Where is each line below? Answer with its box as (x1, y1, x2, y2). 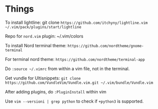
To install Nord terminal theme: (5, 42, 67, 48)
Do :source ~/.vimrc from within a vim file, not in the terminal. (5, 66, 130, 72)
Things (5, 3, 34, 15)
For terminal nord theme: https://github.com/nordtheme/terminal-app (5, 56, 145, 62)
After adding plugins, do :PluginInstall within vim (5, 89, 107, 94)
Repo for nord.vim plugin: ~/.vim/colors (5, 33, 84, 39)
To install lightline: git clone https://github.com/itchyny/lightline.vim (5, 19, 148, 25)
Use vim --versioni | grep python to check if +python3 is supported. (5, 98, 144, 104)
